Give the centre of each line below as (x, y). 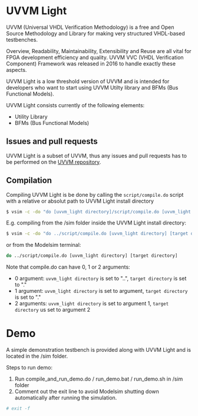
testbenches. (22, 39)
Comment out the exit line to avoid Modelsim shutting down (87, 392)
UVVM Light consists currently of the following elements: (75, 105)
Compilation (29, 181)
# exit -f (18, 409)
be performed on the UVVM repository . (54, 162)
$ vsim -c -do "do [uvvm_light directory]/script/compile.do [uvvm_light (99, 212)
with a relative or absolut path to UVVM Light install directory (80, 201)
